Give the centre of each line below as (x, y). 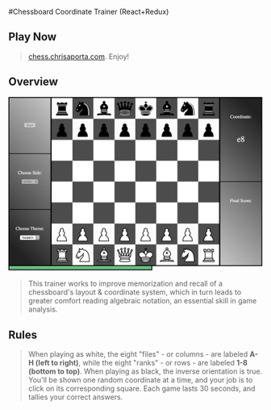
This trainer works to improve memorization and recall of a (125, 284)
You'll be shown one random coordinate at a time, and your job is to (140, 379)
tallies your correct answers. (75, 397)
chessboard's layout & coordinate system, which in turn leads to (135, 292)
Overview (33, 82)
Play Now (33, 37)
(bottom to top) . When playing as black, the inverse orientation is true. (145, 371)
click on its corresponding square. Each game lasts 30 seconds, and (142, 388)
